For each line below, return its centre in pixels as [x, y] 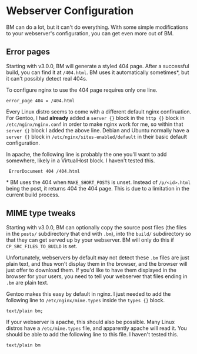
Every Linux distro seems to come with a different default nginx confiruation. [99, 111]
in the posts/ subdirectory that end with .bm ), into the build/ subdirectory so [98, 233]
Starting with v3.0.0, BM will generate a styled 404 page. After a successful [98, 66]
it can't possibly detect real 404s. [47, 78]
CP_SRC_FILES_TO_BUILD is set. [42, 246]
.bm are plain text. [27, 282]
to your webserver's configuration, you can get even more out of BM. [90, 33]
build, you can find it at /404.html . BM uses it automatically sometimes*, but [98, 72]
